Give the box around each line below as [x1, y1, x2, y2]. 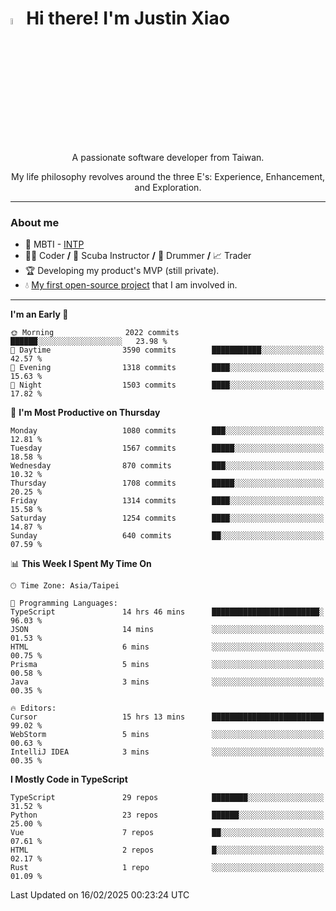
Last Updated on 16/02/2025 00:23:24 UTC [10, 889, 190, 901]
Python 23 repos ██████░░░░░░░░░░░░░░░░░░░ [10, 810, 325, 821]
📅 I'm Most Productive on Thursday [10, 407, 161, 419]
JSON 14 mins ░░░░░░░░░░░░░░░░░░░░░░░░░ [10, 625, 325, 635]
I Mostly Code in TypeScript [10, 773, 128, 786]
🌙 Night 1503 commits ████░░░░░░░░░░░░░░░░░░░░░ [10, 380, 325, 391]
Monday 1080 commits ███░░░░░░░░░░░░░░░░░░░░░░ [10, 426, 325, 436]
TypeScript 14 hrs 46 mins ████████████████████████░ [10, 607, 325, 617]
